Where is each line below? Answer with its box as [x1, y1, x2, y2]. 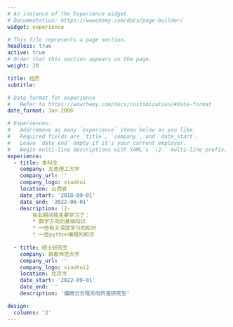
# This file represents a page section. [7, 36, 128, 43]
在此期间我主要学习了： [32, 212, 91, 219]
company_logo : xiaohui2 [20, 264, 90, 271]
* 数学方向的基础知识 [32, 218, 86, 225]
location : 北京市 [20, 270, 67, 278]
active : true [7, 49, 46, 56]
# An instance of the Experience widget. [7, 10, 131, 18]
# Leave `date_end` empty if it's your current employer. [7, 139, 187, 146]
